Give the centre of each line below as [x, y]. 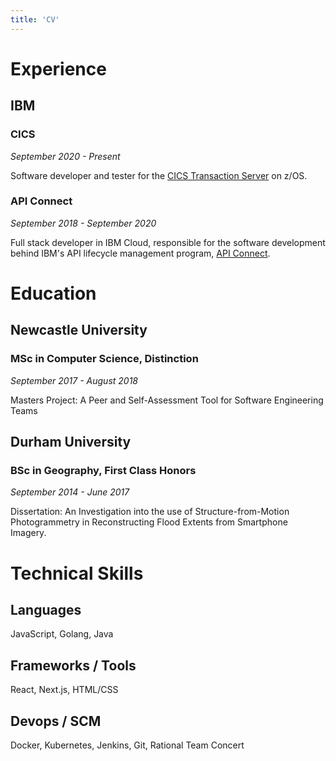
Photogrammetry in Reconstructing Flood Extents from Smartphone [149, 522]
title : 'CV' [35, 19]
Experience [58, 68]
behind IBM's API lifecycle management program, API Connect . [140, 253]
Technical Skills [77, 573]
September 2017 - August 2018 [74, 380]
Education [53, 293]
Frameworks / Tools [73, 665]
